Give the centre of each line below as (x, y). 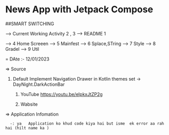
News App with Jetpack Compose (79, 9)
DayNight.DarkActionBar (39, 84)
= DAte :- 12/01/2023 (27, 59)
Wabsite (29, 104)
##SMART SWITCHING (30, 24)
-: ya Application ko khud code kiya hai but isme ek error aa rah (87, 123)
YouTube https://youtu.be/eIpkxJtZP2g (61, 94)
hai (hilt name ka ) (27, 128)
